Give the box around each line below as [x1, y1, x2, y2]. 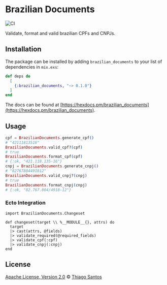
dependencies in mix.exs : [5, 64, 59, 70]
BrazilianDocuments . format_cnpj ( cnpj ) [5, 182, 87, 187]
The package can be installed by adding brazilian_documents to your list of [5, 58, 162, 65]
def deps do [5, 74, 30, 79]
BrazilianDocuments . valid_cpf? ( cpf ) [5, 145, 83, 150]
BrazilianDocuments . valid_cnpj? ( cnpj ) [5, 173, 87, 178]
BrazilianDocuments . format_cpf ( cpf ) [5, 154, 83, 160]
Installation [5, 45, 42, 54]
